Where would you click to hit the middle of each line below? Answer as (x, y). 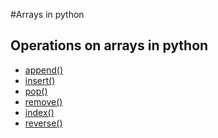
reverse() (43, 123)
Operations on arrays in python (109, 45)
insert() (40, 80)
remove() (43, 101)
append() (44, 70)
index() (39, 112)
